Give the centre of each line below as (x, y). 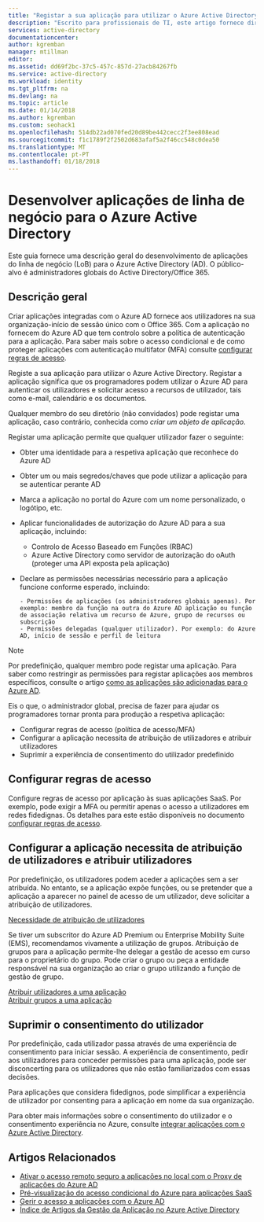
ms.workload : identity (45, 81)
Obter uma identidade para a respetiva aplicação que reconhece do (129, 452)
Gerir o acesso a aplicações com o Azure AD (92, 1202)
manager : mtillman (38, 52)
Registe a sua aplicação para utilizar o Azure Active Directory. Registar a (125, 373)
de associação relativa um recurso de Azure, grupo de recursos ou (132, 615)
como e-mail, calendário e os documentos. (77, 398)
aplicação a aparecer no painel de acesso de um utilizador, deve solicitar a (129, 896)
